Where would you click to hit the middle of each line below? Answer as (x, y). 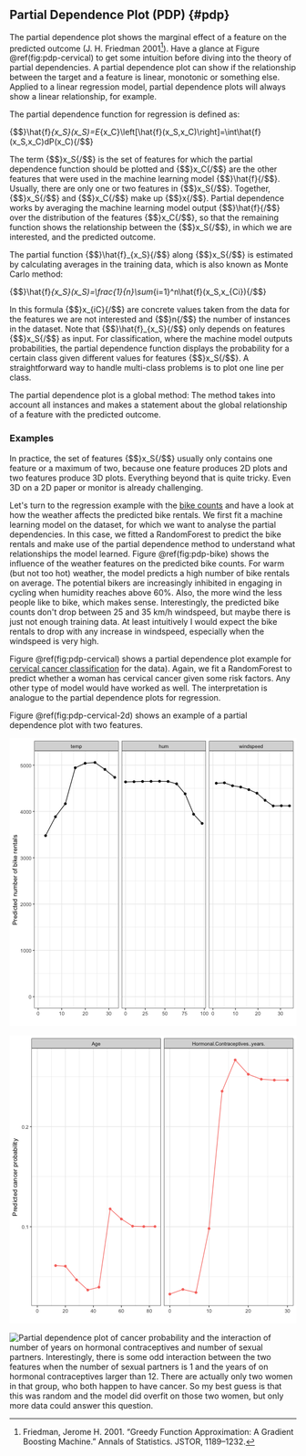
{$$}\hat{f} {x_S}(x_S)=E (55, 132)
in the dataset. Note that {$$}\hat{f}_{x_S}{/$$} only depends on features (147, 329)
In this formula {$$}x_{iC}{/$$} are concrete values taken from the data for (149, 310)
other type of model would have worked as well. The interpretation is (138, 688)
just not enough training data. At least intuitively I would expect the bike (143, 621)
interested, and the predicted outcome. (83, 237)
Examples (32, 438)
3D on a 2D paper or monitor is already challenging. (106, 487)
